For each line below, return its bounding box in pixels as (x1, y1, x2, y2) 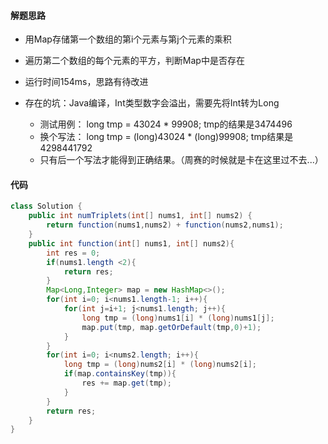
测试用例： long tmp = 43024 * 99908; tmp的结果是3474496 (39, 118, 293, 130)
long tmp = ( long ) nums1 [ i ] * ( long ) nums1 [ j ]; (81, 313, 275, 323)
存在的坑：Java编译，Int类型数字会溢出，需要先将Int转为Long (24, 97, 280, 109)
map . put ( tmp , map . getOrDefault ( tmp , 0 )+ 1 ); (81, 322, 262, 332)
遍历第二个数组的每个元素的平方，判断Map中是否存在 (24, 55, 245, 67)
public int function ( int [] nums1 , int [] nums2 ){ (28, 238, 235, 249)
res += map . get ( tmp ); (81, 378, 172, 389)
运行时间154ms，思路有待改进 (24, 76, 149, 88)
